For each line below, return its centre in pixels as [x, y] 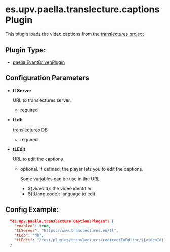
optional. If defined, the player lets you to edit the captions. [81, 169]
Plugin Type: [26, 50]
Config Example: [32, 209]
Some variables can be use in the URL [60, 179]
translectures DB [30, 130]
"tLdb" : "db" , [29, 235]
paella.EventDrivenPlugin [39, 62]
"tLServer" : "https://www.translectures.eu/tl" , [67, 231]
